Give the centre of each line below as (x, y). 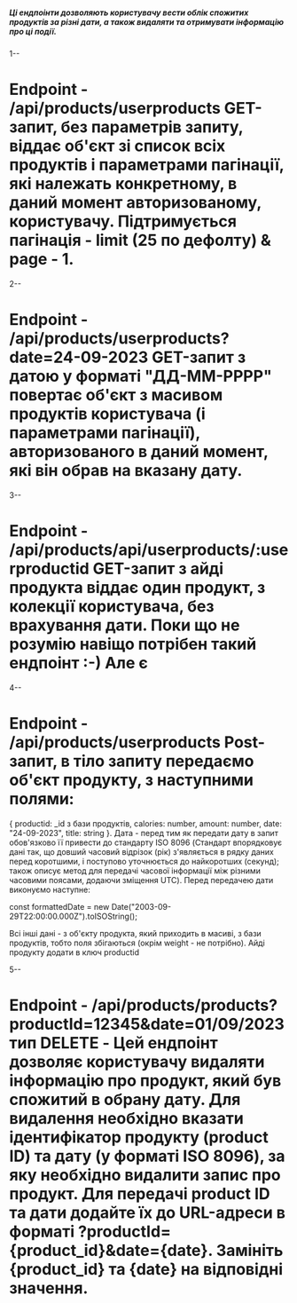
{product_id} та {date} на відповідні (146, 1269)
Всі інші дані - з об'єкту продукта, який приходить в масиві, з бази (135, 933)
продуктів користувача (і (107, 414)
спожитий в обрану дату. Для (125, 1099)
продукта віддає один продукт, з (137, 588)
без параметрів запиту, (152, 127)
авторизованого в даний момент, (139, 452)
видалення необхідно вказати (126, 1118)
